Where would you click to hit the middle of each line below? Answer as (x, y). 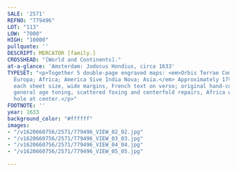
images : (19, 125)
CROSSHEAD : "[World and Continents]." (64, 60)
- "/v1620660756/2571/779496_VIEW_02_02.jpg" (75, 132)
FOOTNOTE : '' (26, 106)
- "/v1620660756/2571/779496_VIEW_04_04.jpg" (75, 145)
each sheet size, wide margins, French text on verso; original (110, 86)
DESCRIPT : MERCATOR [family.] (52, 54)
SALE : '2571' (26, 14)
